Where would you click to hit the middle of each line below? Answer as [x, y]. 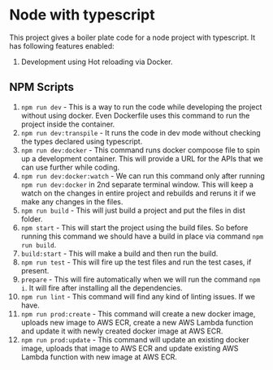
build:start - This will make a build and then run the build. [119, 253]
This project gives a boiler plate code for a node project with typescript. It [132, 37]
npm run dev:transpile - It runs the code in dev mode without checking [141, 132]
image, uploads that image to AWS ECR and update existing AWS [130, 348]
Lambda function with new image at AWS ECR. [99, 357]
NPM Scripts [42, 87]
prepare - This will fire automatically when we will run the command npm [141, 279]
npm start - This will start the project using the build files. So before [134, 227]
